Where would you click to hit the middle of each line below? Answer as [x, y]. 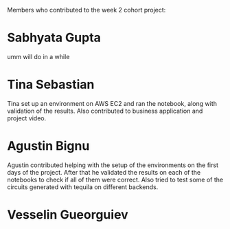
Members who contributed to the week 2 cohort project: [87, 10]
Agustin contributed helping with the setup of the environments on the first [113, 165]
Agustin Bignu [48, 146]
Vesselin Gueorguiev [68, 215]
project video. [27, 118]
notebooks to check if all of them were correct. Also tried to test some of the [115, 179]
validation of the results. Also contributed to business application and [105, 111]
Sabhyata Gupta [54, 38]
